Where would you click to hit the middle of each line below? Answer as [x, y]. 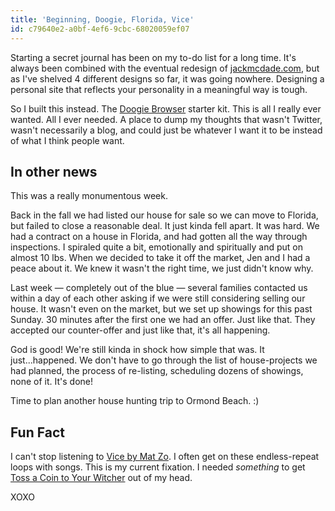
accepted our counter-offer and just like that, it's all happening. [140, 330]
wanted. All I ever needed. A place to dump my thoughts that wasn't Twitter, [166, 119]
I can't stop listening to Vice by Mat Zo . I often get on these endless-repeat [165, 457]
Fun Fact [37, 432]
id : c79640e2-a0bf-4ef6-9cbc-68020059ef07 [100, 29]
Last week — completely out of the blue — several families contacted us [159, 288]
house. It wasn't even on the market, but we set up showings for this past [161, 309]
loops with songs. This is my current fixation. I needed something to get [158, 467]
